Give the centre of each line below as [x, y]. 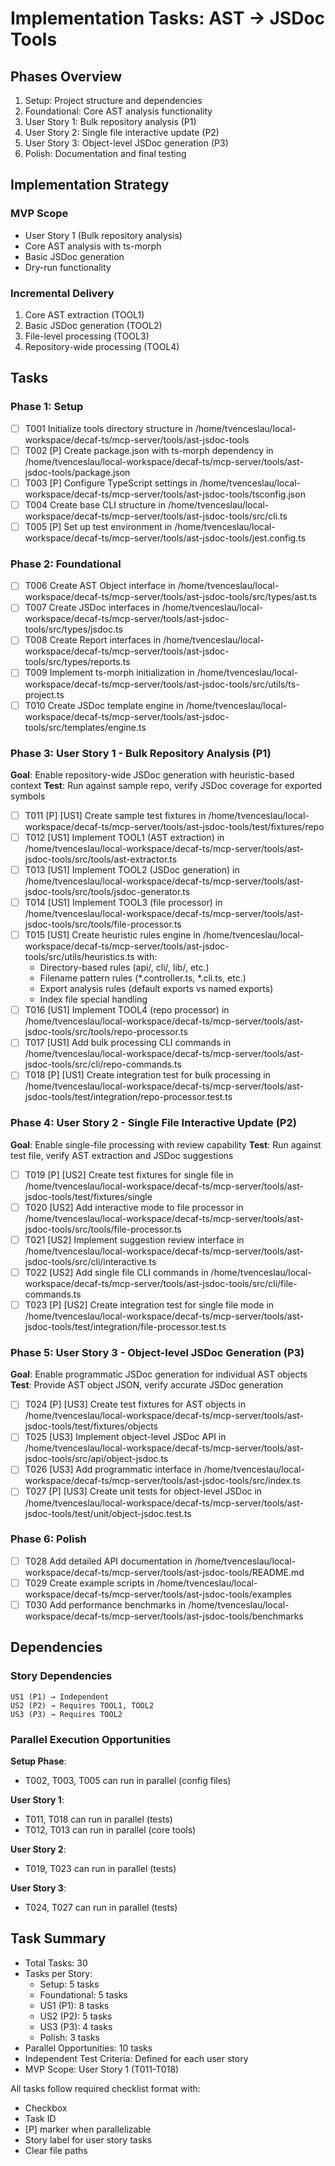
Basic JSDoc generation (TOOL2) [93, 325]
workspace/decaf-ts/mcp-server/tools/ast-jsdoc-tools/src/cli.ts [156, 516]
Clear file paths [56, 2150]
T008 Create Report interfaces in [93, 640]
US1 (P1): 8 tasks [74, 2005]
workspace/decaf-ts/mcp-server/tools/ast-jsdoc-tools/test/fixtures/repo [174, 826]
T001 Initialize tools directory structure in [108, 428]
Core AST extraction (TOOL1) [84, 314]
